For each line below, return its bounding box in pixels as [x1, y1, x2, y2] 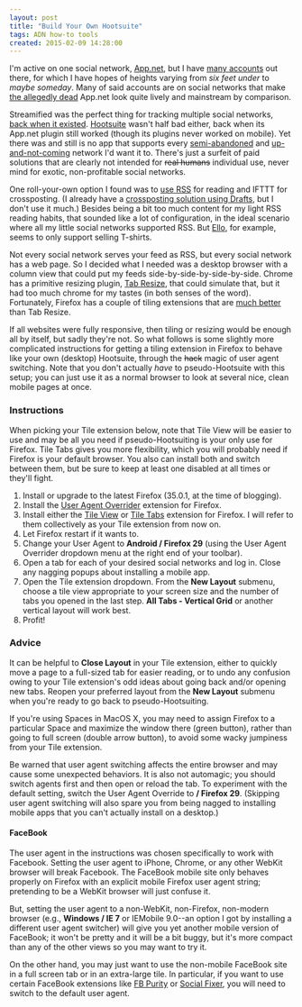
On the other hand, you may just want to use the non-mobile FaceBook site [9, 959, 288, 970]
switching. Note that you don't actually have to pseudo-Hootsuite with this [9, 362, 286, 374]
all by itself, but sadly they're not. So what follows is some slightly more [9, 334, 275, 345]
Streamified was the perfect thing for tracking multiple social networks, [9, 109, 273, 120]
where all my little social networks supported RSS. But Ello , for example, [9, 222, 277, 233]
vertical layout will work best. [22, 604, 132, 615]
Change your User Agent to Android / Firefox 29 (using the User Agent [22, 538, 287, 549]
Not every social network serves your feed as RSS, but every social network [9, 249, 292, 260]
